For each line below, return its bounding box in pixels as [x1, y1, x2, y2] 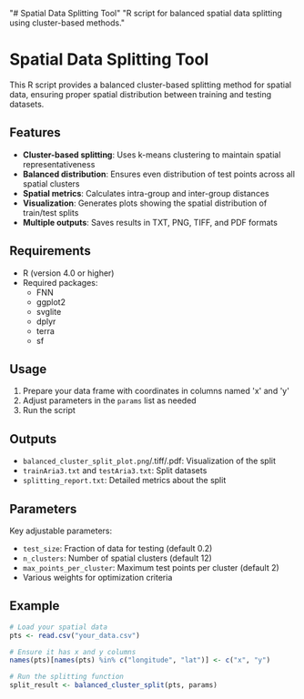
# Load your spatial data [9, 623, 107, 632]
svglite [35, 306, 62, 317]
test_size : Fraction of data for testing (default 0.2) [22, 543, 213, 553]
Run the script [22, 405, 76, 416]
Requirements [9, 243, 91, 258]
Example [9, 598, 60, 613]
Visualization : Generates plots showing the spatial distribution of [22, 198, 268, 208]
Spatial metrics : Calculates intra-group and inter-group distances [22, 187, 270, 198]
